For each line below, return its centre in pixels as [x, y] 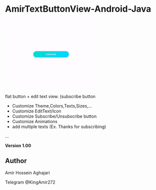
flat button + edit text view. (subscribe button [50, 96]
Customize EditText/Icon [37, 111]
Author [16, 161]
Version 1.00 [18, 146]
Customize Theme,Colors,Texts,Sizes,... [52, 106]
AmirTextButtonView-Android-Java [78, 9]
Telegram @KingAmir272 [30, 182]
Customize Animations [35, 121]
